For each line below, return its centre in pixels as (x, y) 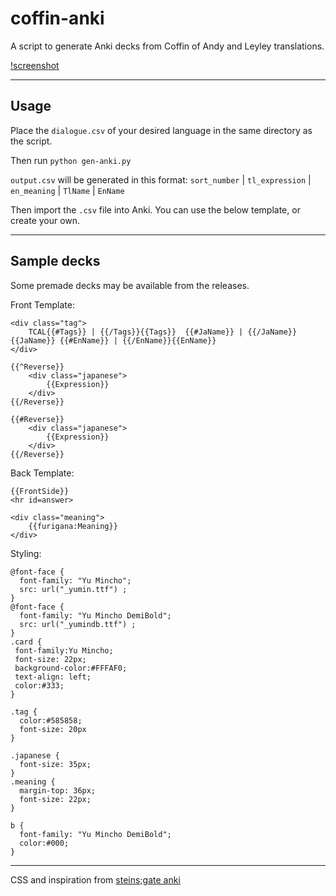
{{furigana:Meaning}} (73, 526)
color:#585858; (51, 720)
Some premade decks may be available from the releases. (130, 285)
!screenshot (35, 65)
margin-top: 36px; (58, 790)
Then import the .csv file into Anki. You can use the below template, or (155, 209)
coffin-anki (57, 18)
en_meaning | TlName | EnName (67, 190)
